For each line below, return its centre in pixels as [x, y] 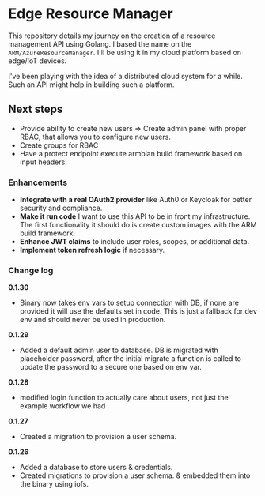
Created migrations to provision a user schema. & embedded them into [135, 475]
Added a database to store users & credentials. [96, 468]
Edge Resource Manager [91, 14]
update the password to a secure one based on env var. [110, 367]
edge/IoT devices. [38, 61]
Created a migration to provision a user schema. [98, 437]
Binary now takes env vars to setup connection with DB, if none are [129, 303]
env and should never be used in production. [93, 320]
